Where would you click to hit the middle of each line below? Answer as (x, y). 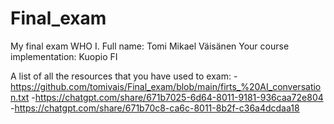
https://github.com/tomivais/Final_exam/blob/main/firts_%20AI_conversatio (166, 86)
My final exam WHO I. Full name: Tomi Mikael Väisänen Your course (150, 46)
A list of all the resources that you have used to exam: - (124, 76)
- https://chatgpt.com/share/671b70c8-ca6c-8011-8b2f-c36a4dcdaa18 (155, 108)
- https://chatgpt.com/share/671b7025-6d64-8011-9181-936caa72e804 (177, 97)
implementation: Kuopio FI (64, 56)
